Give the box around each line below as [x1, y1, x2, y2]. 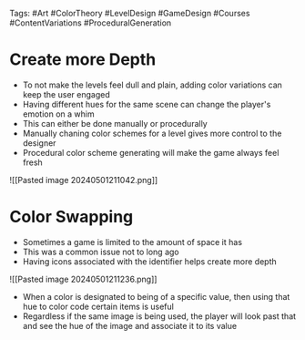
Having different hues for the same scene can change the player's [22, 98, 271, 109]
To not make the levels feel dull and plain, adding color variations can [22, 79, 282, 90]
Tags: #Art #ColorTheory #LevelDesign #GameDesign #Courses [9, 8, 250, 18]
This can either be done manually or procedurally [22, 118, 208, 129]
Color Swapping [9, 207, 134, 227]
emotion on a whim [22, 108, 95, 119]
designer [22, 137, 56, 149]
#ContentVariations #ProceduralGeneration [9, 17, 172, 28]
